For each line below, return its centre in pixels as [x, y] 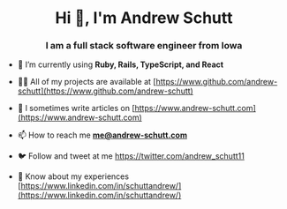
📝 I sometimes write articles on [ [76, 108]
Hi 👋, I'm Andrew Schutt [144, 18]
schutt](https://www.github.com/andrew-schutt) [106, 91]
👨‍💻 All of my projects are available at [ [87, 82]
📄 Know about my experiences [73, 176]
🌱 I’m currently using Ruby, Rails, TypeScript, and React [120, 64]
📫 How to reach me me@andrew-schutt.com [102, 135]
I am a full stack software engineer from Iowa [144, 46]
